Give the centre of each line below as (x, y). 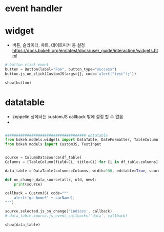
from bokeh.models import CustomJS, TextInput (53, 144)
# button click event (27, 65)
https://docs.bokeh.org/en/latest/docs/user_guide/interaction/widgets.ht (85, 51)
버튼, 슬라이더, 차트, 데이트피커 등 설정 (49, 45)
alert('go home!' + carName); (45, 198)
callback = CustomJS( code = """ (37, 193)
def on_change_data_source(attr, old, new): (51, 180)
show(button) (18, 83)
